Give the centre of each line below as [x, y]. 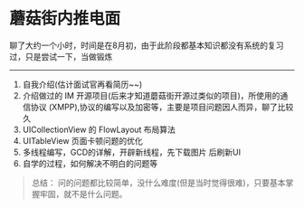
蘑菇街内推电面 [65, 19]
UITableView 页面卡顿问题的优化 [82, 140]
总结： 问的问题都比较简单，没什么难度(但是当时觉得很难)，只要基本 [158, 183]
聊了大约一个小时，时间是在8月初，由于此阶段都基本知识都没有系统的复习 [147, 45]
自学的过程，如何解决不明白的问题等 [90, 163]
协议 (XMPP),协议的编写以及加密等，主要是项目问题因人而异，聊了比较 [162, 107]
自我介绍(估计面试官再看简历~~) [82, 84]
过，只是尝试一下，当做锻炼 [61, 56]
